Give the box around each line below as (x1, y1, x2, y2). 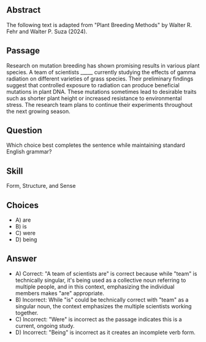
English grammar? (6, 148, 52, 155)
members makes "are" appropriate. (15, 289, 104, 297)
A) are (15, 216, 31, 223)
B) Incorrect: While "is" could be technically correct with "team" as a (15, 296, 189, 303)
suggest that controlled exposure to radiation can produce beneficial (6, 81, 180, 88)
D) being (15, 236, 37, 243)
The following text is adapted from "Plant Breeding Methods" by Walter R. (6, 21, 193, 28)
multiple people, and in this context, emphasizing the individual (15, 282, 175, 290)
